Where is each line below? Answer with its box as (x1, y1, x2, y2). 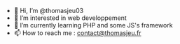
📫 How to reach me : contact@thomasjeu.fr (13, 29, 141, 37)
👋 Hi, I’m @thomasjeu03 (13, 7, 84, 14)
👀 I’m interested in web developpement (13, 14, 127, 22)
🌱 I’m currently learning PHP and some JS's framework (13, 21, 173, 29)
